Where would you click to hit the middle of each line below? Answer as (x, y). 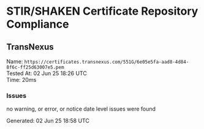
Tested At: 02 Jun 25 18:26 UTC (47, 73)
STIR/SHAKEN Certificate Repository (102, 11)
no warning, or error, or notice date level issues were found (81, 109)
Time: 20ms (21, 80)
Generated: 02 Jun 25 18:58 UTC (48, 121)
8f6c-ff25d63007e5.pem (35, 67)
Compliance (38, 24)
